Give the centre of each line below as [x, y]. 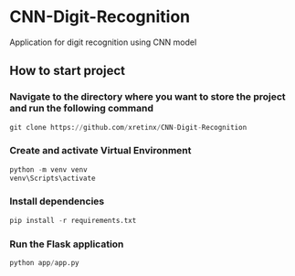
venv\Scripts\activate [53, 178]
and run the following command [81, 109]
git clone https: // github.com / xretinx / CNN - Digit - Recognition [128, 127]
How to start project [68, 71]
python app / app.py [44, 263]
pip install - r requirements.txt [73, 220]
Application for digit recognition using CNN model [103, 42]
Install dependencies [57, 201]
